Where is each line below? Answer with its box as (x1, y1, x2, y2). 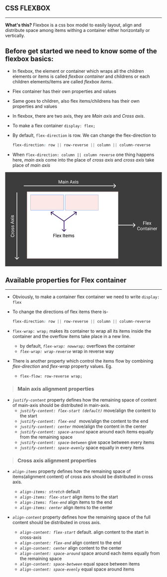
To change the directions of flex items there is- (12, 309, 108, 315)
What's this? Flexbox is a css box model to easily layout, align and (5, 22, 142, 28)
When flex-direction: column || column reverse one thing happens (12, 152, 155, 158)
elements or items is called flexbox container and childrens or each (12, 73, 150, 79)
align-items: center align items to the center (19, 504, 113, 510)
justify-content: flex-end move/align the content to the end (19, 418, 149, 424)
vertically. (5, 32, 25, 38)
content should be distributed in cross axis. (12, 519, 101, 525)
